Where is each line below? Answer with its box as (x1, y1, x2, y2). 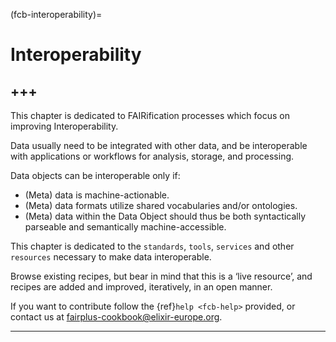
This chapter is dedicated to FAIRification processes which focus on (10, 110, 291, 121)
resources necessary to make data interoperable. (10, 251, 212, 263)
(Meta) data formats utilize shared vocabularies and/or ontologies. (24, 200, 298, 211)
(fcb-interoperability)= (10, 9, 103, 20)
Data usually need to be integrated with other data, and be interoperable (10, 140, 308, 151)
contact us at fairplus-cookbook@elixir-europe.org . (10, 311, 223, 323)
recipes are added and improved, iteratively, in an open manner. (10, 281, 273, 293)
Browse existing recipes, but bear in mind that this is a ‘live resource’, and (10, 270, 313, 282)
